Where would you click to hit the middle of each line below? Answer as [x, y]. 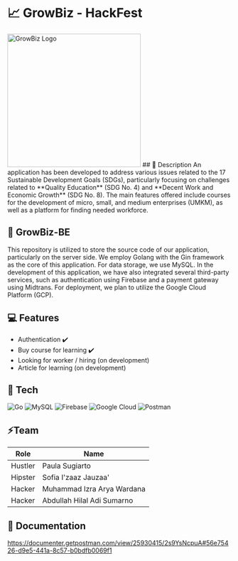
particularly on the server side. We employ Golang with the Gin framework [116, 257]
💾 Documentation [47, 526]
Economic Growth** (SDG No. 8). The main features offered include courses [119, 195]
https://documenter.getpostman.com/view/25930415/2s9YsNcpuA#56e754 [118, 543]
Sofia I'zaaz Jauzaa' [76, 478]
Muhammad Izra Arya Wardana [94, 489]
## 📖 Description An [172, 164]
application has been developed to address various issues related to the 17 [117, 172]
